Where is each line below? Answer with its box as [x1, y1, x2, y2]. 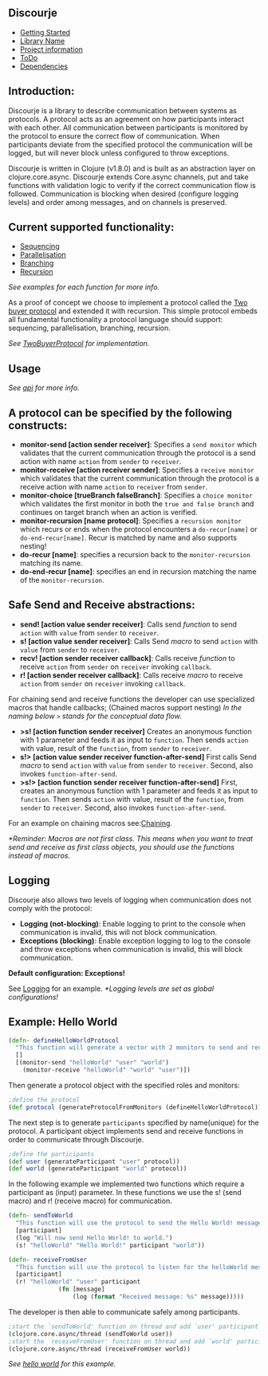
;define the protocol [8, 1095, 81, 1103]
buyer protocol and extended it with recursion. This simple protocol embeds [8, 306, 258, 316]
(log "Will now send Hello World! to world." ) [15, 1233, 173, 1242]
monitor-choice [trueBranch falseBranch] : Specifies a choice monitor [19, 490, 253, 501]
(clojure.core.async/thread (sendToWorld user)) [8, 1330, 173, 1338]
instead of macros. [8, 851, 70, 860]
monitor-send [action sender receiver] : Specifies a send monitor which [19, 440, 257, 450]
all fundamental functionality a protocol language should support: [8, 315, 223, 324]
